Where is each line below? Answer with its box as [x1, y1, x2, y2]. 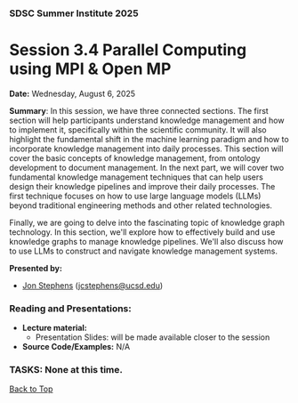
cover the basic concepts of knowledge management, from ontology [9, 152, 261, 163]
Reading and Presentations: [9, 302, 132, 314]
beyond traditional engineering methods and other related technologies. [9, 199, 273, 211]
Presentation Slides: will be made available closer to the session [35, 332, 270, 343]
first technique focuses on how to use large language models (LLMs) [9, 190, 262, 201]
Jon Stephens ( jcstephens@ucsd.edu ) [21, 279, 164, 291]
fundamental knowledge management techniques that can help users [9, 172, 264, 182]
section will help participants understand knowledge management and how [9, 115, 285, 125]
